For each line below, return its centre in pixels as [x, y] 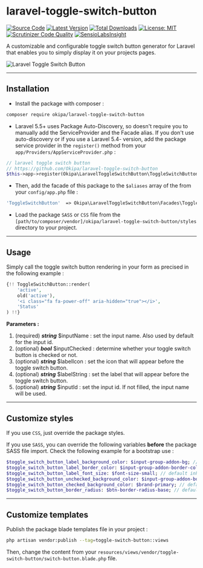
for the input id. [34, 342]
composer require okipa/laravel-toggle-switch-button [76, 114]
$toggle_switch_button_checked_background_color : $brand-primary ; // [96, 485]
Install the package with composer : [60, 103]
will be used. [31, 394]
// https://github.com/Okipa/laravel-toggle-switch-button [82, 168]
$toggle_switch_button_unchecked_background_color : [72, 479]
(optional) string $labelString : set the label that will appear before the [102, 374]
